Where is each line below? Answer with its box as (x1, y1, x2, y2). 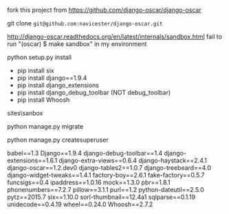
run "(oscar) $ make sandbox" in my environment (7, 40, 147, 47)
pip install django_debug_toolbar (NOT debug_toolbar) (17, 89, 171, 96)
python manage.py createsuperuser (7, 136, 109, 144)
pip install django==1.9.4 (17, 74, 87, 82)
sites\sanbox (7, 109, 43, 117)
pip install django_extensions (17, 81, 100, 89)
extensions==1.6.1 (7, 156, 58, 164)
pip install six (17, 67, 54, 74)
